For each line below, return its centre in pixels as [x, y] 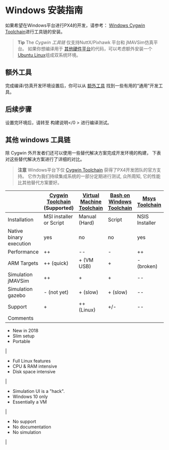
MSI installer [58, 217]
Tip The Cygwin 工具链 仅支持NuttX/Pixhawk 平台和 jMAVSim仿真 [86, 42]
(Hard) [87, 223]
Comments [21, 318]
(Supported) [59, 208]
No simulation [27, 432]
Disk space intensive [34, 372]
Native [16, 231]
